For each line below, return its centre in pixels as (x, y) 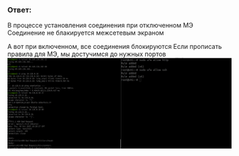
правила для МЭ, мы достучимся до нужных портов (87, 54)
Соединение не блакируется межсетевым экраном (86, 33)
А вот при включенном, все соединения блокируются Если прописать (115, 47)
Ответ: (20, 10)
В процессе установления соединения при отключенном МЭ (100, 26)
